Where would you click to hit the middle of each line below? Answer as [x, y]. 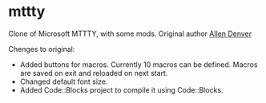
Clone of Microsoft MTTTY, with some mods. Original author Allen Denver [130, 34]
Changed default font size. [64, 81]
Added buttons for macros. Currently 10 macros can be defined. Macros [139, 64]
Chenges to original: [42, 49]
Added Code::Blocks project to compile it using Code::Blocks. [121, 89]
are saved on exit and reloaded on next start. [94, 73]
